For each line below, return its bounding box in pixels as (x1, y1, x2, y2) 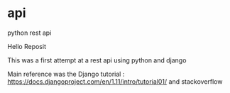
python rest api (7, 28, 52, 37)
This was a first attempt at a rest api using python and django (7, 55, 187, 65)
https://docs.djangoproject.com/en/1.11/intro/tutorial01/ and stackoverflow (7, 77, 223, 86)
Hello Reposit (7, 42, 46, 50)
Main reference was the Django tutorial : (7, 70, 125, 78)
